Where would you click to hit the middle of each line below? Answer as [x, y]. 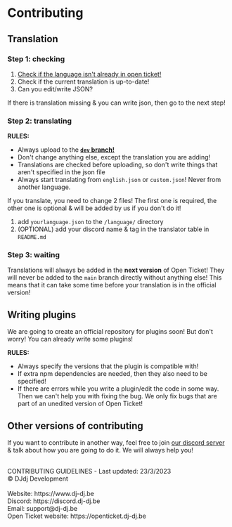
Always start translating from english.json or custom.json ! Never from [119, 180]
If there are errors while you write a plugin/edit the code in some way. [118, 389]
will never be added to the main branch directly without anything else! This [115, 278]
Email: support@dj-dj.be [43, 509]
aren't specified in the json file [61, 172]
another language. [44, 187]
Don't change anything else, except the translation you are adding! [114, 157]
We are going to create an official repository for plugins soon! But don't [110, 332]
